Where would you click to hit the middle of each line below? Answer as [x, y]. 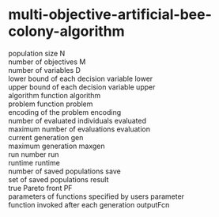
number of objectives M [47, 62]
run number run [34, 154]
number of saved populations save [64, 171]
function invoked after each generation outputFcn [89, 204]
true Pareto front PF [40, 188]
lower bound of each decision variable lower [81, 78]
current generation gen [46, 137]
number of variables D [45, 70]
